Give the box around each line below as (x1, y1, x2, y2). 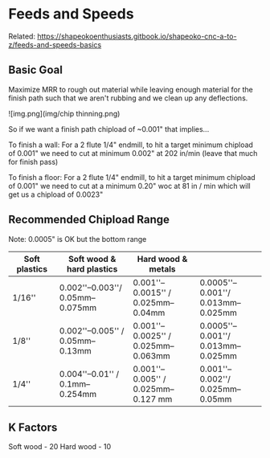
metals (149, 263, 176, 274)
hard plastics (67, 263, 118, 274)
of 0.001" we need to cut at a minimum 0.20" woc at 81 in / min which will (8, 181, 251, 190)
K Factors (8, 420, 58, 434)
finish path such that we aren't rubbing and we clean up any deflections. (8, 93, 248, 103)
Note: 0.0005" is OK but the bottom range (8, 234, 147, 243)
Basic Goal (8, 63, 63, 77)
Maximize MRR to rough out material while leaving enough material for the (8, 84, 253, 94)
